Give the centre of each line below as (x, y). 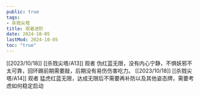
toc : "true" (21, 46)
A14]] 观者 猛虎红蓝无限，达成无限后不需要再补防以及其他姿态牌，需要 (101, 78)
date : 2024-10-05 (28, 34)
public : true (23, 12)
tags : (13, 17)
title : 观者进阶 (25, 29)
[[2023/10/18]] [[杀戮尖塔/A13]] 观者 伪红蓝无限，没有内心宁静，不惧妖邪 (97, 63)
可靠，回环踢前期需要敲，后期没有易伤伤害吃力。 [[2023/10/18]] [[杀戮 (99, 70)
